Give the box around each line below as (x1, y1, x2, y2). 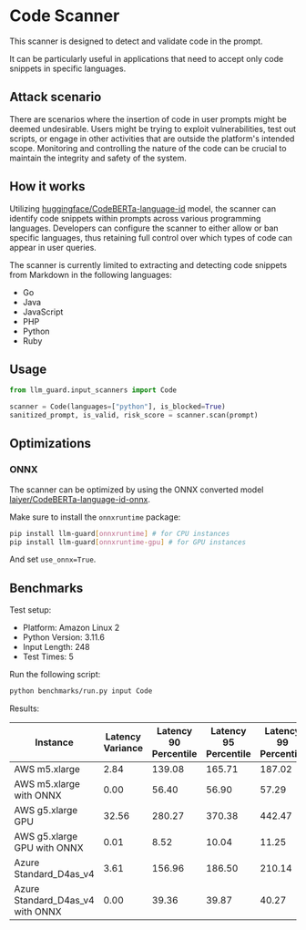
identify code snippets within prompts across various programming (9, 212, 261, 223)
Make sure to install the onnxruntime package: (9, 511, 181, 522)
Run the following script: (9, 669, 101, 680)
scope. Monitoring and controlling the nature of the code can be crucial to (9, 142, 287, 153)
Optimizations (9, 436, 91, 451)
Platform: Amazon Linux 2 (22, 622, 120, 634)
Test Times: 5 (22, 651, 75, 662)
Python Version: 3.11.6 (22, 632, 105, 643)
